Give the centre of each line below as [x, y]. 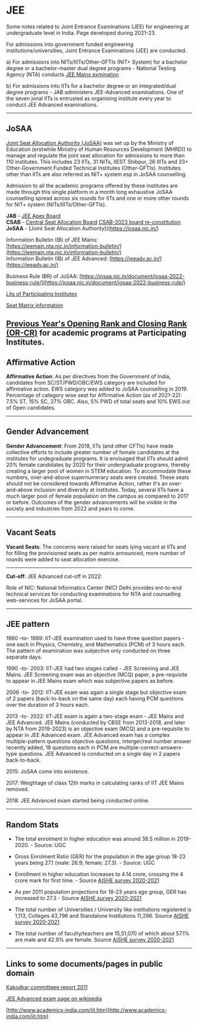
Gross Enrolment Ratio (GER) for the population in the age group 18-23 [100, 857]
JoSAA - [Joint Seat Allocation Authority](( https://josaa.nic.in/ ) [82, 228]
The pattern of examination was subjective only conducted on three [88, 651]
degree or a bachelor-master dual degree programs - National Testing [91, 68]
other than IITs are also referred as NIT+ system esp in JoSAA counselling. [96, 174]
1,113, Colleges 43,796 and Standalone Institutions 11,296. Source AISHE [102, 916]
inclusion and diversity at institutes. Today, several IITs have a [109, 490]
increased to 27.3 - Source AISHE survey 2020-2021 [78, 898]
